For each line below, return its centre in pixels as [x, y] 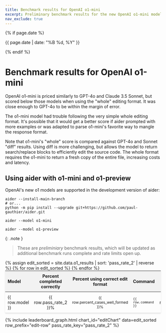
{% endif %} [18, 52]
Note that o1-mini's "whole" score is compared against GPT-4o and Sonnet [82, 142]
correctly [51, 287]
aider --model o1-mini [28, 221]
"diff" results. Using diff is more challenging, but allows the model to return [81, 147]
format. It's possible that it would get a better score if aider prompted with [80, 122]
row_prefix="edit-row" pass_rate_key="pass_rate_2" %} [62, 325]
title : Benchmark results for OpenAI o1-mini [53, 10]
